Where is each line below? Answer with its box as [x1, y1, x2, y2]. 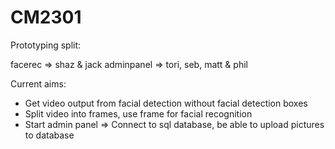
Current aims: [10, 77, 67, 90]
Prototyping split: [10, 39, 82, 51]
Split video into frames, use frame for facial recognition [24, 107, 253, 120]
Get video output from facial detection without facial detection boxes [24, 97, 308, 109]
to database [24, 129, 75, 141]
